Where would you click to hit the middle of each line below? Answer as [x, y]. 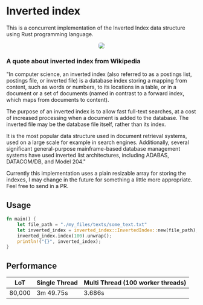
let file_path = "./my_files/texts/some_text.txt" [82, 224]
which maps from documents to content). [58, 100]
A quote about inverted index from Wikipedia [73, 61]
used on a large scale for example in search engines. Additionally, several [98, 142]
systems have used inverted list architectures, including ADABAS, [88, 156]
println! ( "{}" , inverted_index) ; [59, 241]
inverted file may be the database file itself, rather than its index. [86, 124]
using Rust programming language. [50, 34]
